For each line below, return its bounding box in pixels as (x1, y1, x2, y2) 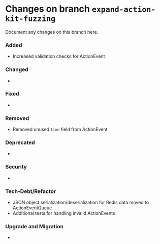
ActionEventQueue (12, 205, 52, 211)
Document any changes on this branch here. (5, 29, 99, 35)
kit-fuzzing (5, 14, 56, 23)
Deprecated (5, 139, 36, 146)
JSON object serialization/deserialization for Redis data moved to (12, 200, 149, 206)
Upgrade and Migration (5, 223, 63, 230)
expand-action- (91, 5, 156, 14)
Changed (5, 66, 29, 73)
